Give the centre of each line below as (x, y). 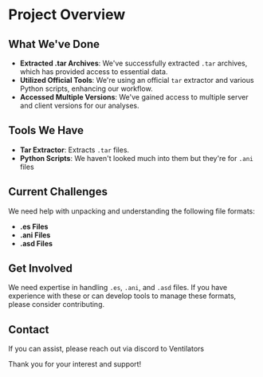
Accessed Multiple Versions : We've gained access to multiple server (134, 97)
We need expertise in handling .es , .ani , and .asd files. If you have (118, 288)
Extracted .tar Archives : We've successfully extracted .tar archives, (133, 63)
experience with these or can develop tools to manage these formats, (122, 296)
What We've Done (54, 44)
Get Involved (41, 269)
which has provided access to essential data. (94, 72)
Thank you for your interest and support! (75, 364)
